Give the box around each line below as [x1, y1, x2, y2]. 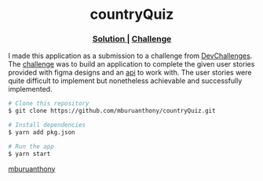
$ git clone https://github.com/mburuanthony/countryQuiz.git [8, 107, 216, 115]
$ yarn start [8, 150, 51, 157]
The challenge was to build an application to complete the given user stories [8, 60, 255, 69]
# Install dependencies [8, 121, 86, 129]
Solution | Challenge [92, 34, 172, 45]
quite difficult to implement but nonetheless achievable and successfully [8, 76, 243, 85]
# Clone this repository [8, 100, 89, 107]
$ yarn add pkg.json [8, 129, 76, 136]
